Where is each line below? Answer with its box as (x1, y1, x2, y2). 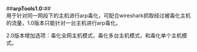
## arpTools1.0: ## (6, 5, 51, 12)
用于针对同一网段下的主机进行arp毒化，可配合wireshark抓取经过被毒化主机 (6, 12, 191, 19)
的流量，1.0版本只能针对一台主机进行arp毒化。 (6, 19, 122, 26)
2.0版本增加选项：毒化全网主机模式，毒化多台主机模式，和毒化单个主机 (6, 32, 183, 39)
